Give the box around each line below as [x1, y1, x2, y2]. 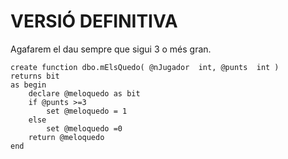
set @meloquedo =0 [46, 123, 123, 134]
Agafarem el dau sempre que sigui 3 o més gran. [10, 43, 212, 55]
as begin [10, 80, 47, 90]
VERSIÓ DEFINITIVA [10, 10, 178, 33]
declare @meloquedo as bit [28, 88, 141, 99]
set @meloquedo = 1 [46, 106, 128, 116]
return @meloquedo [28, 132, 105, 142]
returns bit [10, 71, 60, 81]
